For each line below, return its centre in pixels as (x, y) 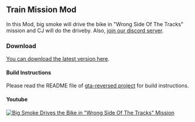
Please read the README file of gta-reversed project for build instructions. (97, 86)
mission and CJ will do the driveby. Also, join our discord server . (85, 30)
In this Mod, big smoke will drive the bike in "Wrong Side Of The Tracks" (95, 24)
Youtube (17, 99)
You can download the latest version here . (58, 59)
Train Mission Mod (41, 10)
